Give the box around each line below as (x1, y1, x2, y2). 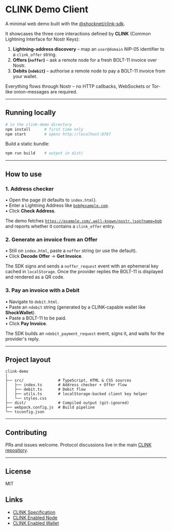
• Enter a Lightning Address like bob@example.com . (5, 202, 109, 208)
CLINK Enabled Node (12, 515, 58, 521)
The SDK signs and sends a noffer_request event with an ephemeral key (5, 263, 159, 269)
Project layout (5, 355, 51, 364)
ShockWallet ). (5, 309, 36, 315)
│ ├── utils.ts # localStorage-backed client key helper (5, 391, 147, 396)
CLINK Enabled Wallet (12, 520, 59, 526)
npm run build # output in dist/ (5, 150, 83, 156)
